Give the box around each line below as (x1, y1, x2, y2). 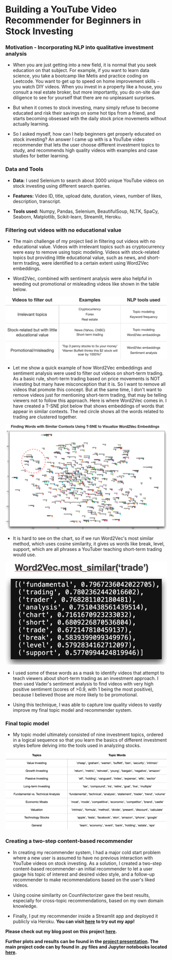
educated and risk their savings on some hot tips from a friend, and (12, 110, 156, 116)
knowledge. (12, 903, 38, 909)
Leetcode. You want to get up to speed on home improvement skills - (12, 78, 160, 84)
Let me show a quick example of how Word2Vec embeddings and (12, 364, 152, 371)
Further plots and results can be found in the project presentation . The (5, 938, 159, 944)
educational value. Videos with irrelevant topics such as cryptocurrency (12, 244, 165, 250)
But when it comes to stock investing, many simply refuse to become (12, 104, 159, 111)
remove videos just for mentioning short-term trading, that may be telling (12, 392, 167, 398)
